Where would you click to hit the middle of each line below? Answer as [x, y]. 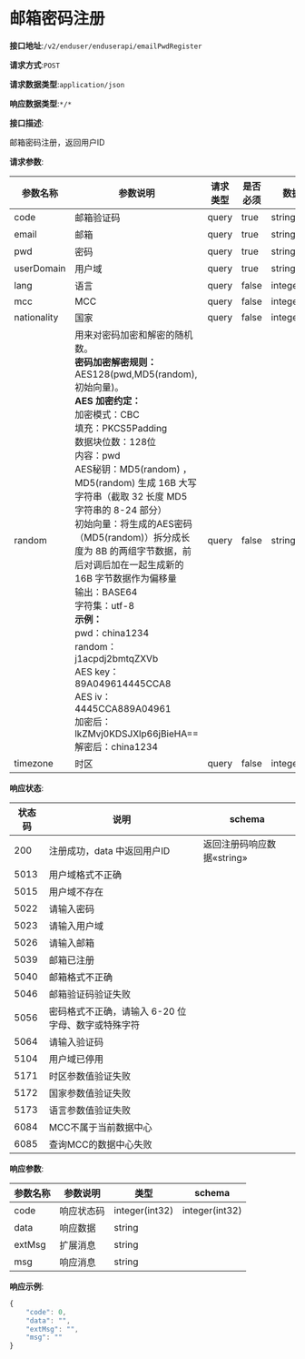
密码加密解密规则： [115, 362]
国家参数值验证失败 [90, 1093]
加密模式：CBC [107, 414]
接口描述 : [27, 123]
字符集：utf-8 [104, 605]
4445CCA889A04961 [123, 708]
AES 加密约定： [108, 401]
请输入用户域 [76, 926]
